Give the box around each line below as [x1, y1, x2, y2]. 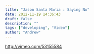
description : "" [5, 21, 39, 26]
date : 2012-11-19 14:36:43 [5, 12, 61, 17]
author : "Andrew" [5, 30, 41, 35]
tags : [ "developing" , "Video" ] [5, 26, 70, 30]
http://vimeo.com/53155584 [5, 44, 62, 49]
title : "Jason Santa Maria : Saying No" [5, 7, 90, 12]
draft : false [5, 16, 32, 21]
